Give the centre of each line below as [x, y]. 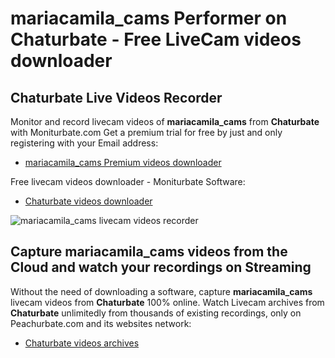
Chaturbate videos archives [82, 343]
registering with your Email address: [84, 143]
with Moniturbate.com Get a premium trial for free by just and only [146, 132]
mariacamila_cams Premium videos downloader [123, 162]
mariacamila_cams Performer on [149, 18]
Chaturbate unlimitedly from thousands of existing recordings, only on [156, 313]
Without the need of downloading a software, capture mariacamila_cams [161, 291]
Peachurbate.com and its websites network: [101, 323]
